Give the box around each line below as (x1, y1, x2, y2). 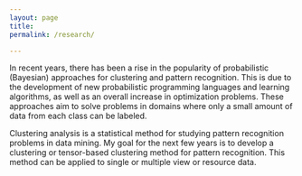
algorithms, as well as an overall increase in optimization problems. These (9, 91, 285, 102)
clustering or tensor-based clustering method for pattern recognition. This (9, 147, 286, 158)
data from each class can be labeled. (9, 110, 147, 122)
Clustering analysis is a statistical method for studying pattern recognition (9, 128, 285, 139)
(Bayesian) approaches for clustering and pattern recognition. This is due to (9, 72, 292, 83)
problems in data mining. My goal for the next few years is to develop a (9, 137, 274, 149)
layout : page (9, 13, 59, 23)
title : (9, 22, 34, 31)
